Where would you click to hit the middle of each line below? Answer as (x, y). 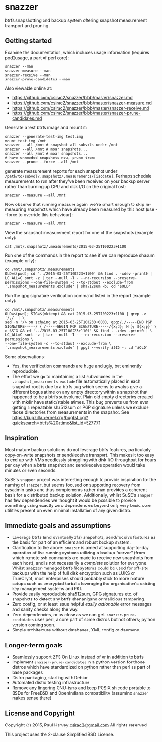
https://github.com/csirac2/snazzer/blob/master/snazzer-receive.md (81, 108)
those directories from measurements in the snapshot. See (70, 412)
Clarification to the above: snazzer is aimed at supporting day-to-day (80, 548)
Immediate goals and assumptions (58, 526)
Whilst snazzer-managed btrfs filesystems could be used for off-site (80, 568)
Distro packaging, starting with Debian (50, 678)
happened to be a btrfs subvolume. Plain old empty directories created (82, 397)
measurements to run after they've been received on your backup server (77, 181)
